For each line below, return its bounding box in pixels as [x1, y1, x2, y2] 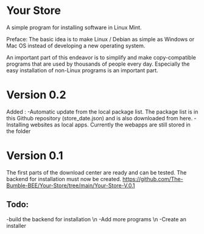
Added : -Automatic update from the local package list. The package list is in [6, 108, 199, 115]
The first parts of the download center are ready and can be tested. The [6, 168, 187, 176]
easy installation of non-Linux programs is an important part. [6, 66, 158, 74]
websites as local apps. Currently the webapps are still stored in [30, 121, 191, 128]
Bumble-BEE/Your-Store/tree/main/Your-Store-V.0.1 [6, 182, 135, 189]
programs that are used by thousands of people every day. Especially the [6, 60, 190, 67]
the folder [6, 127, 31, 134]
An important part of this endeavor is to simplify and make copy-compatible [6, 53, 196, 61]
